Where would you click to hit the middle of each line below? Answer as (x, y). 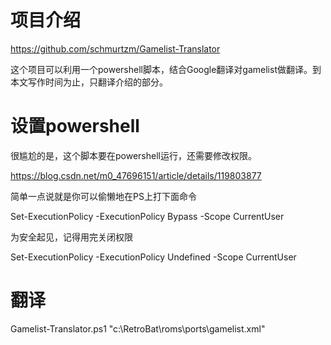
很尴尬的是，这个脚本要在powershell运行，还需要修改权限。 (133, 155)
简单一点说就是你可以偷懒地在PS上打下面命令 (103, 196)
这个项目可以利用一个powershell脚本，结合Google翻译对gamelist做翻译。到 (166, 69)
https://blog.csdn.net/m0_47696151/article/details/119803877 (136, 175)
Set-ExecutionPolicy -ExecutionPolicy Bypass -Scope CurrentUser (147, 216)
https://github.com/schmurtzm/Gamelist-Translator (115, 48)
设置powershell (75, 126)
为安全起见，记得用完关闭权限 (71, 237)
